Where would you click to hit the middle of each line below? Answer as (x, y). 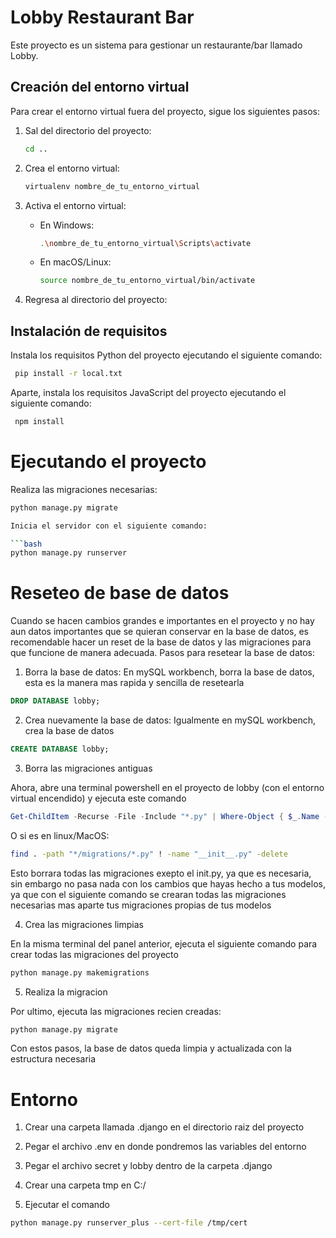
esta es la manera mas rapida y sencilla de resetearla (134, 683)
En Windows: (67, 225)
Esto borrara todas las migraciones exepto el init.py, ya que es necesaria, (161, 873)
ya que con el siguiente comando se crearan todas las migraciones (148, 894)
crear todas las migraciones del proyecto (94, 954)
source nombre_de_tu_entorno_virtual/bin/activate (147, 281)
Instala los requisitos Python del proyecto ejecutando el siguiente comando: (166, 355)
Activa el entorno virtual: (75, 205)
